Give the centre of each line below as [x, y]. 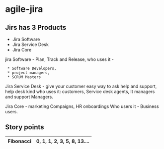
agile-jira [24, 9]
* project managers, [29, 73]
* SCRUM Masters [24, 77]
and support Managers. [29, 97]
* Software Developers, [32, 68]
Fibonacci [20, 141]
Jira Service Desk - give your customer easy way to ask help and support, [81, 86]
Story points [25, 127]
